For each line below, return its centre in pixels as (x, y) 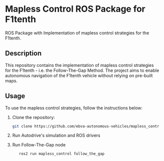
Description (23, 53)
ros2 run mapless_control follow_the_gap (62, 154)
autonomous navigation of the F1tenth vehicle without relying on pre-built (79, 75)
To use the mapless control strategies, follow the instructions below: (74, 108)
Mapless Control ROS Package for (75, 9)
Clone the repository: (34, 117)
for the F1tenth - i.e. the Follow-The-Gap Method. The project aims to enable (82, 70)
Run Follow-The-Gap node (39, 145)
